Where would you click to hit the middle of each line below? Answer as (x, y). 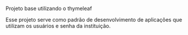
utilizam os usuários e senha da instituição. (58, 26)
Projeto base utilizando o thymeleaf (49, 8)
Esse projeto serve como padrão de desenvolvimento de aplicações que (94, 20)
